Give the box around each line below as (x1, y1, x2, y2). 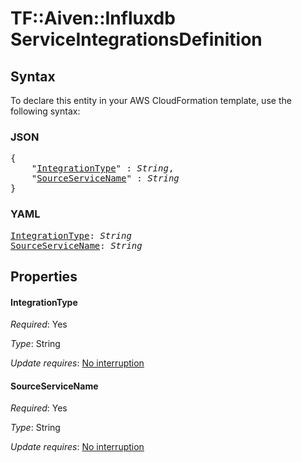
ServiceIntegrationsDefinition (10, 28, 263, 51)
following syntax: (10, 105, 81, 117)
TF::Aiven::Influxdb (10, 7, 176, 30)
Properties (10, 268, 78, 285)
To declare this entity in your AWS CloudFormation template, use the (10, 95, 292, 106)
